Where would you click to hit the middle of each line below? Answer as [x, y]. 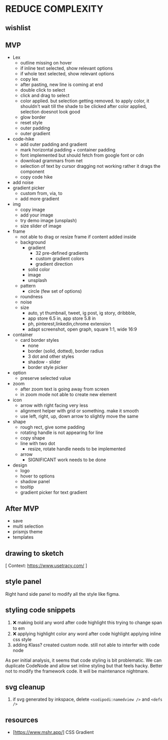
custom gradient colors [60, 258]
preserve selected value [46, 378]
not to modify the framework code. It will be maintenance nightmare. [77, 671]
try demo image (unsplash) [49, 221]
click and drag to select [45, 96]
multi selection [28, 526]
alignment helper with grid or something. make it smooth [79, 411]
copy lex [29, 79]
